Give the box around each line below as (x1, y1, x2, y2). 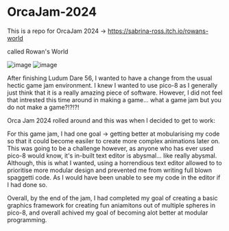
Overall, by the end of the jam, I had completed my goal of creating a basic (7, 193, 218, 202)
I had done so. (7, 180, 48, 189)
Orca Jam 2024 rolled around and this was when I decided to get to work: (7, 116, 216, 124)
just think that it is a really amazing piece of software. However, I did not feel (7, 88, 223, 97)
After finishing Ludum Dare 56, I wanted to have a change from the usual (7, 73, 213, 82)
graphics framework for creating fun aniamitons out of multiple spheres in (7, 201, 216, 209)
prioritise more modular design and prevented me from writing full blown (7, 166, 213, 174)
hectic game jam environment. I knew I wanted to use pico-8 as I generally (7, 81, 218, 89)
